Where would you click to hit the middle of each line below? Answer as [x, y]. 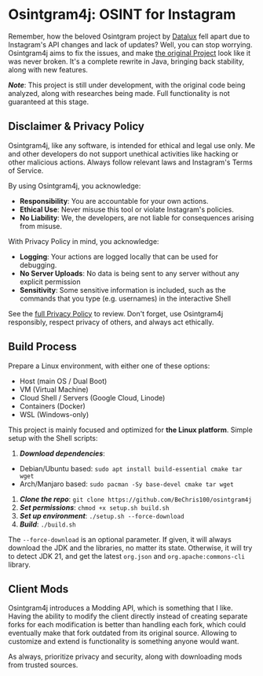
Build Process [42, 347]
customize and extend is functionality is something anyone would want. [124, 641]
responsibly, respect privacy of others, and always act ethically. [111, 322]
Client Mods [38, 589]
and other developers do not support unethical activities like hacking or [123, 153]
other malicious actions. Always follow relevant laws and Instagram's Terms [130, 162]
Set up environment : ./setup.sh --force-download [102, 515]
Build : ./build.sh [47, 524]
